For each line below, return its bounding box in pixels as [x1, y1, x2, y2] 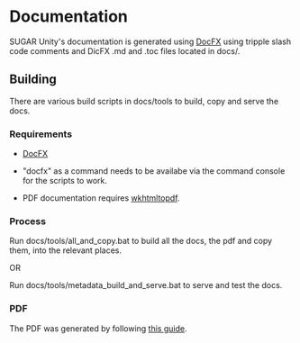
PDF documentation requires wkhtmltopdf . [22, 193, 180, 203]
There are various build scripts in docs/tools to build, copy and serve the [9, 95, 279, 106]
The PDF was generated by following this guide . [9, 322, 187, 334]
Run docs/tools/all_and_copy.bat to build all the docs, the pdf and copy [9, 236, 273, 247]
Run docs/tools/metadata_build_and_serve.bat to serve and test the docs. [9, 280, 283, 291]
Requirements [9, 128, 73, 140]
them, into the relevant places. [9, 245, 122, 256]
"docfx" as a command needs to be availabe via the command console [22, 166, 286, 176]
